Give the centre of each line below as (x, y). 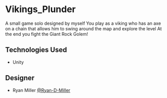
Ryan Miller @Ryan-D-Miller (41, 90)
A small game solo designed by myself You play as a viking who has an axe (83, 23)
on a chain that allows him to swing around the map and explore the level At (83, 28)
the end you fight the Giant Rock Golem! (47, 34)
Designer (20, 78)
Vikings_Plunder (40, 9)
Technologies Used (36, 50)
